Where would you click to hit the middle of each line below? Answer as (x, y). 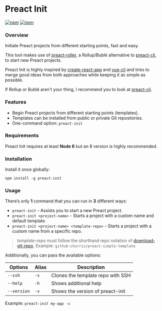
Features (16, 102)
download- (144, 241)
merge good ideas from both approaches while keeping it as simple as (75, 75)
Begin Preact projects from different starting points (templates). (75, 112)
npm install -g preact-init (33, 179)
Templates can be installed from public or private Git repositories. (77, 118)
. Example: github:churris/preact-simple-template (84, 246)
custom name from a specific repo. (47, 231)
